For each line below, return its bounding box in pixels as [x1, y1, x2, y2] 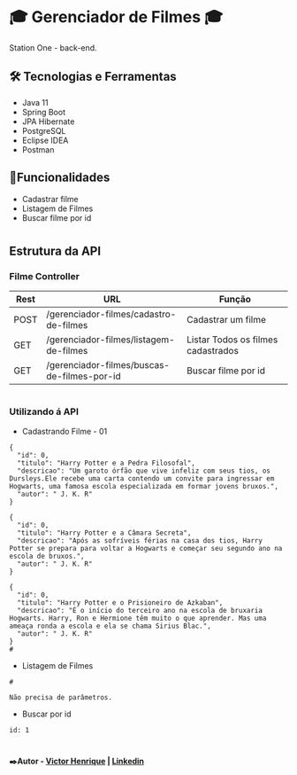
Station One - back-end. [9, 42, 97, 53]
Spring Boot [21, 106, 66, 117]
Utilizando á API [9, 405, 80, 418]
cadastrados [187, 345, 239, 357]
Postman [21, 144, 55, 155]
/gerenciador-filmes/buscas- [45, 359, 171, 372]
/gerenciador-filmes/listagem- [45, 333, 175, 346]
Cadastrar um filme [187, 314, 267, 326]
